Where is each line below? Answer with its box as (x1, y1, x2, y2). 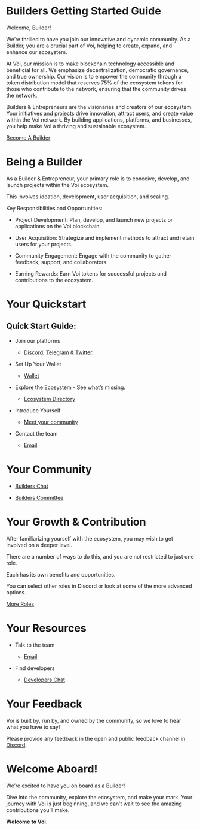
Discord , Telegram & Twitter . (23, 349, 94, 356)
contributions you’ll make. (6, 806, 70, 813)
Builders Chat (14, 482, 49, 490)
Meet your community (23, 418, 79, 425)
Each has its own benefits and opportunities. (6, 571, 116, 578)
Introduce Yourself (14, 406, 61, 414)
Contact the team (14, 430, 58, 437)
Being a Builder (6, 155, 83, 169)
